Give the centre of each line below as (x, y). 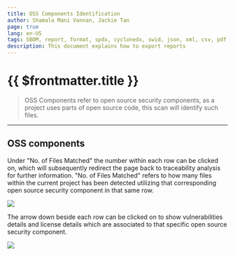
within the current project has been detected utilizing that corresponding (112, 183)
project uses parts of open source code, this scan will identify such (121, 107)
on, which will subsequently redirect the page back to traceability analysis (114, 168)
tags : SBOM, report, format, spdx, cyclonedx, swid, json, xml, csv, (111, 40)
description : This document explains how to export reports (97, 46)
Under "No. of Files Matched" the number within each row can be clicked (113, 160)
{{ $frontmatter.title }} (73, 81)
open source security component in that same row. (80, 190)
